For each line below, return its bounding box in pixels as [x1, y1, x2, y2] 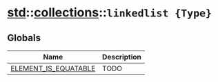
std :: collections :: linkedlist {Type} [7, 5, 212, 20]
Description [102, 53, 141, 61]
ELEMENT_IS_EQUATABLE [10, 64, 96, 73]
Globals [7, 32, 41, 44]
